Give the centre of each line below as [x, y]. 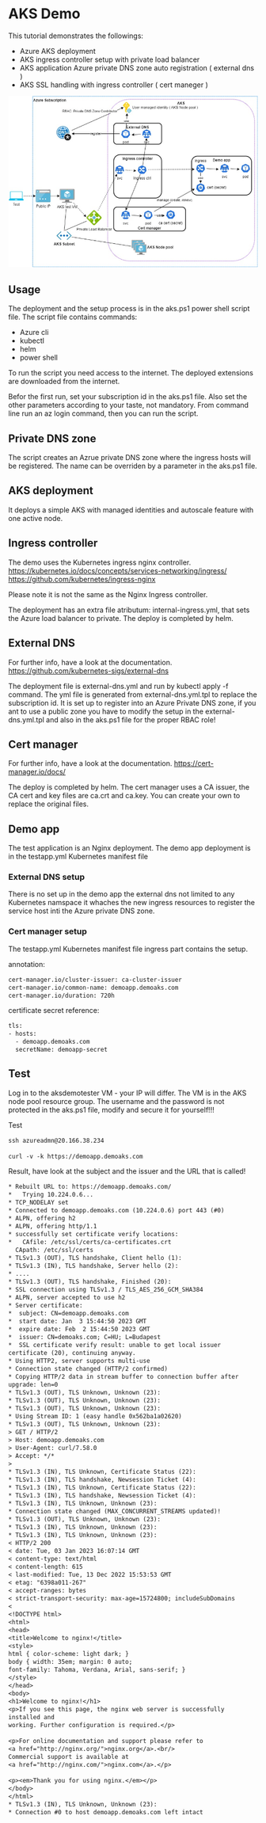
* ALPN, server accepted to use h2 [67, 1297]
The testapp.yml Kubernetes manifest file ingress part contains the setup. [128, 949]
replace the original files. [49, 804]
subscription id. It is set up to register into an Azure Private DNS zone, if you [132, 702]
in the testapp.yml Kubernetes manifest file [78, 857]
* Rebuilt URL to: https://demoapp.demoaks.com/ [90, 1186]
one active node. [36, 518]
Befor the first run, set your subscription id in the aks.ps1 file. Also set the [128, 397]
